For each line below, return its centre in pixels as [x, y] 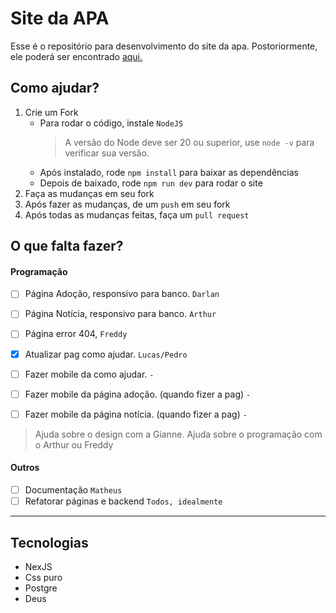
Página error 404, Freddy [76, 334]
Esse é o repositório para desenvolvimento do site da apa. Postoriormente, [164, 46]
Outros [25, 468]
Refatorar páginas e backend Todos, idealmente [123, 501]
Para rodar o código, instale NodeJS [111, 123]
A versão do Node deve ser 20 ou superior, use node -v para [189, 142]
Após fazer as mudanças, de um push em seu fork [127, 204]
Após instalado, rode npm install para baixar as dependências [169, 172]
